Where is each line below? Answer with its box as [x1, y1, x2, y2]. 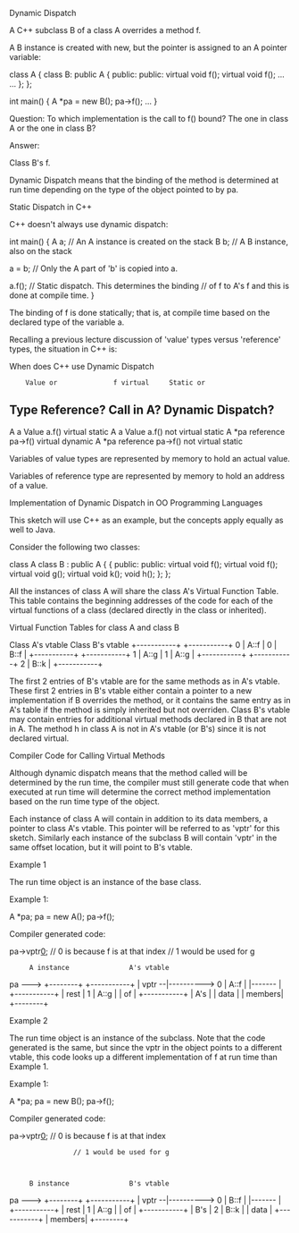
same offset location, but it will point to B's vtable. [9, 841, 194, 853]
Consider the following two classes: [9, 541, 141, 552]
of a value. [9, 480, 48, 490]
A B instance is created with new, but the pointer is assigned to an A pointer [9, 42, 287, 53]
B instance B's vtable [29, 1178, 170, 1188]
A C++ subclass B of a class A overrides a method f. [9, 25, 202, 35]
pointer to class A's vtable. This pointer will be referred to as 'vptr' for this [9, 822, 280, 833]
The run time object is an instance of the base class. [9, 876, 202, 887]
